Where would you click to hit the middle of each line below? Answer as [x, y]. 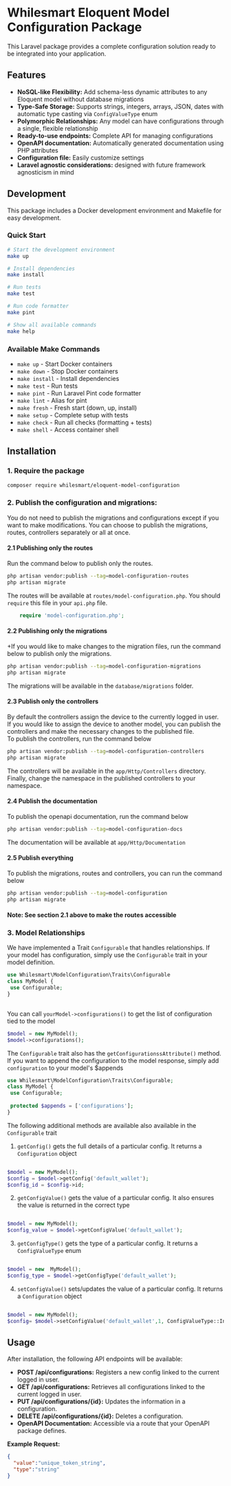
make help [21, 331]
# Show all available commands [52, 325]
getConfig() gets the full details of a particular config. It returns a [109, 1146]
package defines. [42, 1431]
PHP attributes [37, 150]
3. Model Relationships [46, 933]
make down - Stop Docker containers [67, 371]
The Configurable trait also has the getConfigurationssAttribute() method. [114, 1053]
